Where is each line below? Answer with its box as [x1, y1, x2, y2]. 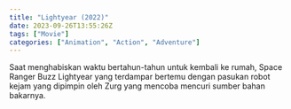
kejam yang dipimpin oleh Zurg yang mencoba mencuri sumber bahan [9, 81, 266, 91]
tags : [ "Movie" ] [9, 29, 69, 38]
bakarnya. [9, 90, 46, 101]
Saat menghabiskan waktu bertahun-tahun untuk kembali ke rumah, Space [9, 62, 283, 73]
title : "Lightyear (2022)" [9, 12, 109, 22]
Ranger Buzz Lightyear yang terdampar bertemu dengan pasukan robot [9, 72, 271, 82]
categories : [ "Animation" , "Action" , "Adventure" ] [9, 37, 201, 47]
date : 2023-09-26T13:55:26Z [9, 21, 114, 30]
